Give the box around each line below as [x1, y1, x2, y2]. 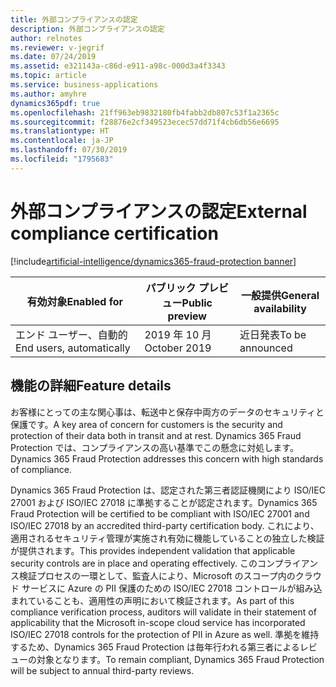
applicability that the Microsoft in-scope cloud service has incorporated [10, 616, 306, 628]
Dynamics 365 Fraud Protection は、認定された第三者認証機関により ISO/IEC [10, 484, 326, 496]
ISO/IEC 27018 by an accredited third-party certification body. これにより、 [10, 519, 320, 531]
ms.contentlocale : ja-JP [10, 136, 114, 146]
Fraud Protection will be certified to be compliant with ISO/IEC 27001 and [10, 507, 310, 520]
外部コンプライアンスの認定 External [10, 200, 308, 223]
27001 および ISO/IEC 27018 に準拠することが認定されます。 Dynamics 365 [10, 496, 318, 508]
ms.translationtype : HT [10, 126, 110, 136]
